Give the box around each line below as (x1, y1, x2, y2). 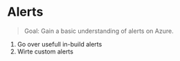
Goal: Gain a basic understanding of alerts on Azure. (24, 27, 174, 35)
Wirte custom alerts (17, 47, 74, 56)
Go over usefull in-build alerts (17, 40, 102, 48)
